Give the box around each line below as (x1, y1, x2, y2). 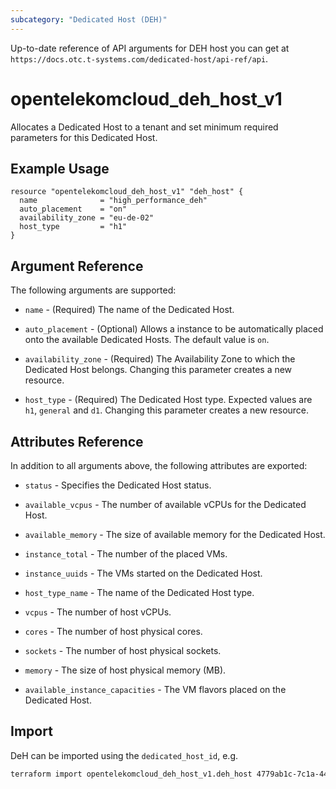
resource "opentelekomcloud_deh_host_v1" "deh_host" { (10, 187, 244, 197)
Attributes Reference (10, 433, 144, 450)
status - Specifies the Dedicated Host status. (24, 479, 212, 491)
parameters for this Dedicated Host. (10, 131, 158, 143)
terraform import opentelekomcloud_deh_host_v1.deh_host (10, 769, 253, 779)
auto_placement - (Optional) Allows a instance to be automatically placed (24, 323, 324, 335)
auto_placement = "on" (19, 204, 128, 215)
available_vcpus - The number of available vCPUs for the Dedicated (24, 499, 307, 510)
